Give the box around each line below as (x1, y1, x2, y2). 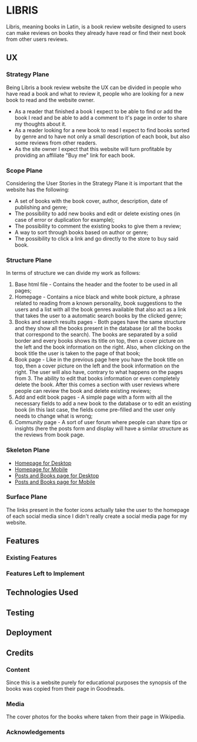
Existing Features (6, 554, 57, 562)
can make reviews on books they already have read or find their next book (6, 29, 186, 36)
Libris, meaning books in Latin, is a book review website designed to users (6, 23, 186, 30)
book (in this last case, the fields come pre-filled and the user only (14, 406, 176, 413)
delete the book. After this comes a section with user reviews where (14, 381, 180, 388)
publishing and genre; (14, 203, 68, 211)
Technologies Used (6, 587, 78, 597)
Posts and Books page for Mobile (14, 478, 96, 485)
